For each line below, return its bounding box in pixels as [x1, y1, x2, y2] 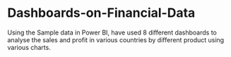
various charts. [7, 43, 51, 51]
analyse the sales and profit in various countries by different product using [7, 35, 225, 44]
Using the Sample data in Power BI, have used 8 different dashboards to [7, 28, 218, 37]
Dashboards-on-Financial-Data [7, 5, 196, 21]
